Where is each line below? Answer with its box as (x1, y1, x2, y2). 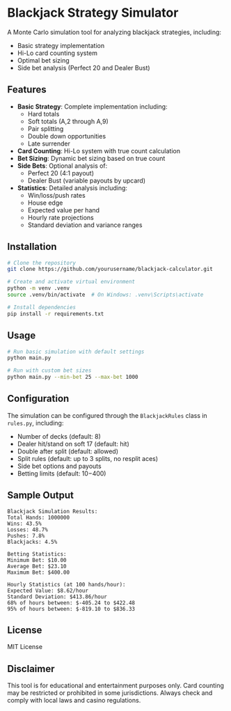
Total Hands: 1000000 (7, 514, 70, 521)
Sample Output (7, 490, 74, 501)
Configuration (7, 393, 70, 405)
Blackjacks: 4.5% (7, 538, 58, 545)
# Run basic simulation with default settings (7, 348, 145, 355)
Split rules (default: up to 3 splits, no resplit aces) (17, 454, 159, 462)
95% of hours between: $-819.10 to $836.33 (7, 605, 136, 612)
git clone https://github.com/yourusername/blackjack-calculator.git (7, 266, 214, 273)
